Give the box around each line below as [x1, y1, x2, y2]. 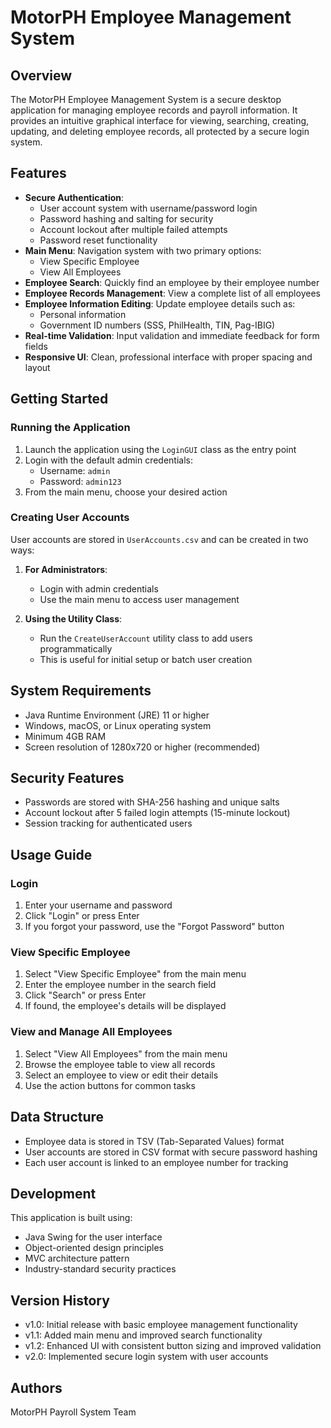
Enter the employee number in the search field [24, 979, 217, 991]
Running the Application [10, 421, 131, 435]
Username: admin [39, 464, 111, 476]
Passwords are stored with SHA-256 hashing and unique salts [24, 796, 280, 808]
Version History [10, 1292, 110, 1309]
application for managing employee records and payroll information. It [10, 104, 298, 116]
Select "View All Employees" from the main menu [24, 1047, 228, 1060]
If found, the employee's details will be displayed [24, 1000, 227, 1012]
